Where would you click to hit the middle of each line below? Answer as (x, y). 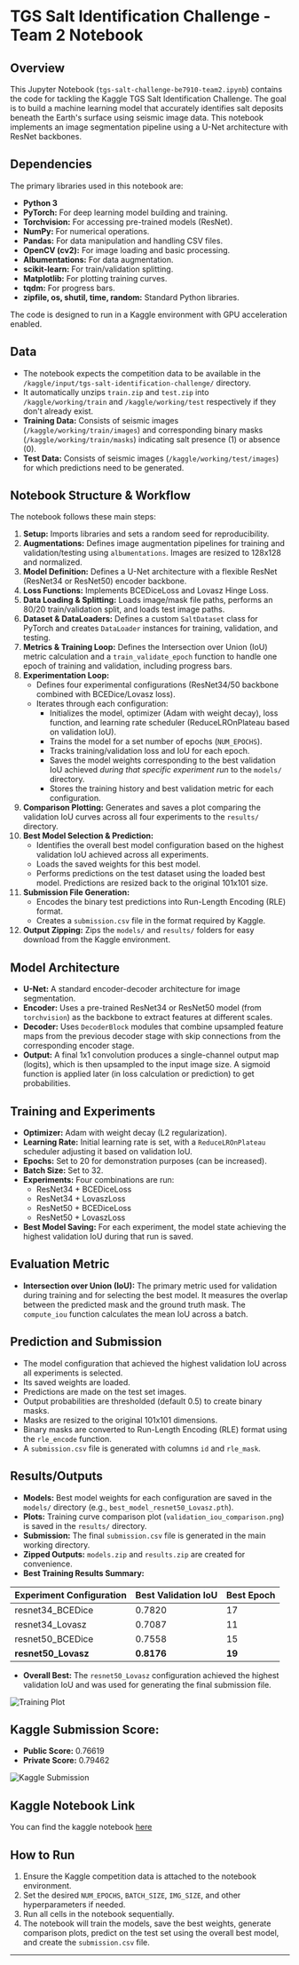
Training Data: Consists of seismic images (101, 420)
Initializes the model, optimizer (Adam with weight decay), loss (164, 713)
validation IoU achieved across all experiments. (122, 855)
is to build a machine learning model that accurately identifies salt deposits (147, 108)
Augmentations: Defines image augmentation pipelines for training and (153, 543)
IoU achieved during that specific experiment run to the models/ (165, 770)
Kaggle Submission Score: (85, 1729)
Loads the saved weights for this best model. (118, 864)
